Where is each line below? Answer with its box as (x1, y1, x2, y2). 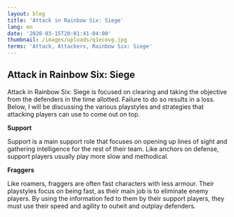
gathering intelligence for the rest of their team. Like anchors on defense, (7, 145, 219, 153)
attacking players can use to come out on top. (7, 110, 141, 118)
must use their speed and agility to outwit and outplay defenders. (7, 202, 196, 210)
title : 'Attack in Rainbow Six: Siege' (7, 17, 124, 24)
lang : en (7, 23, 33, 30)
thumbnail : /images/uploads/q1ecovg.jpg (7, 37, 128, 44)
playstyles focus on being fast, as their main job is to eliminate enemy (7, 187, 209, 195)
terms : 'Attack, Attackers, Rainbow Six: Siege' (7, 43, 152, 50)
